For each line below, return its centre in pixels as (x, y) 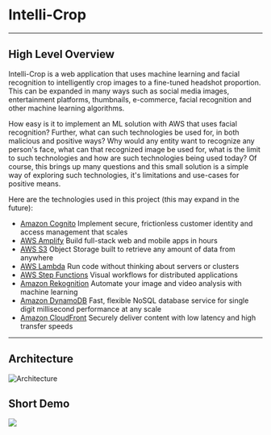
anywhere (37, 257)
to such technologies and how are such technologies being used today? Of (133, 158)
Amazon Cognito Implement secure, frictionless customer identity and (136, 223)
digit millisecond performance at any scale (91, 309)
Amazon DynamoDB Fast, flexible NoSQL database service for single (134, 300)
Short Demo (39, 403)
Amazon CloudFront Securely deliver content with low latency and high (138, 317)
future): (21, 208)
